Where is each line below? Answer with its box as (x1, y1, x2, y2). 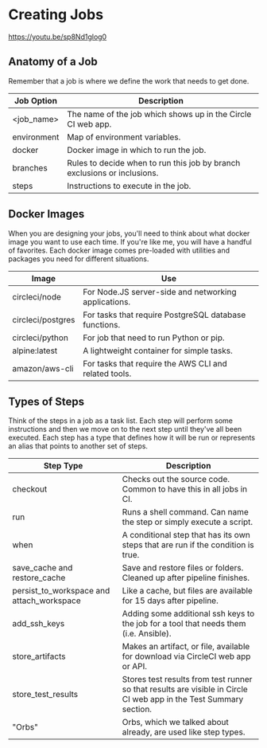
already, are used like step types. (122, 726, 246, 738)
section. (122, 703, 153, 715)
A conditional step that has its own (122, 530, 250, 541)
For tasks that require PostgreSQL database (83, 309, 246, 320)
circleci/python (12, 332, 69, 343)
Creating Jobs (8, 6, 104, 24)
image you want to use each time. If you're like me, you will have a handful (8, 237, 252, 246)
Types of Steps (8, 394, 85, 408)
